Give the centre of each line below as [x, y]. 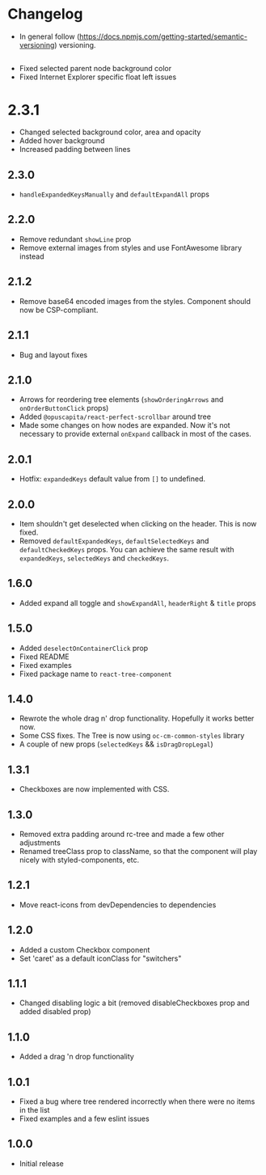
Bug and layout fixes [53, 355]
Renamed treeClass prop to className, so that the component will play [138, 852]
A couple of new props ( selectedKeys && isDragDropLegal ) [116, 744]
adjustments [40, 843]
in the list [34, 1110]
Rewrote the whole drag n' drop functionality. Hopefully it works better [137, 719]
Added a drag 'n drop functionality [76, 1057]
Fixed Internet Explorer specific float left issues [98, 77]
